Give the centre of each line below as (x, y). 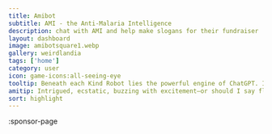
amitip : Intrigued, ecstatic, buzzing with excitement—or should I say (132, 91)
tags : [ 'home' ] (34, 61)
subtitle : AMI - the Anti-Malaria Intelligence (90, 23)
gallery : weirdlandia (45, 53)
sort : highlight (36, 98)
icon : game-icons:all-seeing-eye (65, 76)
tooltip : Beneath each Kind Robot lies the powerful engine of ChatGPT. (134, 83)
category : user (34, 69)
